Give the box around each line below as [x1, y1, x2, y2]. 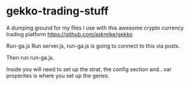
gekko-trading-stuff [6, 4, 109, 18]
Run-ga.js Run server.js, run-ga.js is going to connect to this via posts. [6, 42, 180, 49]
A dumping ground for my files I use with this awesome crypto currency [6, 24, 184, 31]
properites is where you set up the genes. [6, 72, 109, 79]
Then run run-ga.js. [6, 54, 54, 61]
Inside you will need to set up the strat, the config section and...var [6, 65, 172, 73]
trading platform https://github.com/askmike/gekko [6, 30, 133, 37]
